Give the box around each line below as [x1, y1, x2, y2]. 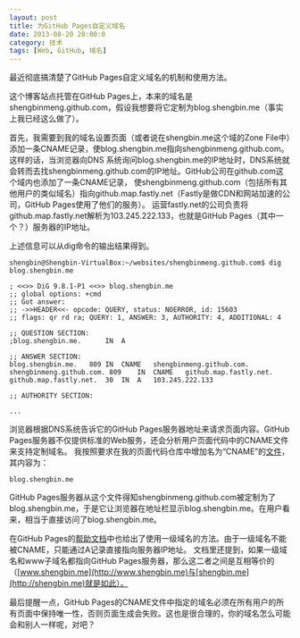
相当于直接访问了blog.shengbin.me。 [24, 515, 162, 525]
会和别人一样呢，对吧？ [9, 619, 96, 630]
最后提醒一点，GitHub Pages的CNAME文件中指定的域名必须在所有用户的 [9, 597, 277, 608]
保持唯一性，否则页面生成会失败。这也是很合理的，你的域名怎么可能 [39, 609, 291, 619]
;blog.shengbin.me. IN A [9, 337, 126, 346]
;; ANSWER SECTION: [9, 352, 82, 362]
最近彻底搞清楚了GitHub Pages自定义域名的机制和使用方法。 [9, 72, 232, 83]
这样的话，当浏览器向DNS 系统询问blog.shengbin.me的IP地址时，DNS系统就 [9, 155, 290, 165]
